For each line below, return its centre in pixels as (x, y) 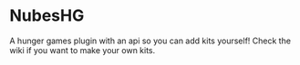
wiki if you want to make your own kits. (83, 50)
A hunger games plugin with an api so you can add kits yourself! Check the (150, 41)
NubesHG (47, 16)
